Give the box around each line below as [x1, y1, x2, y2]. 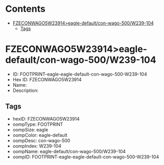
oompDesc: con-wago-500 [12, 137, 71, 144]
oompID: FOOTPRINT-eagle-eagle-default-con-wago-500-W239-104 [12, 154, 159, 160]
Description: [12, 87, 39, 93]
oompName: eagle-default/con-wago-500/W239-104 [12, 148, 126, 154]
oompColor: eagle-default [12, 132, 67, 138]
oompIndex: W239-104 [12, 143, 62, 149]
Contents [5, 3, 46, 15]
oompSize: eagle [12, 126, 49, 133]
